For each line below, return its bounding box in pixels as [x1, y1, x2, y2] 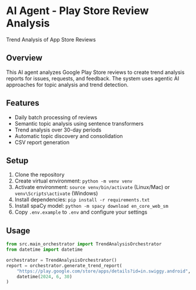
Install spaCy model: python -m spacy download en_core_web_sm [14, 203, 169, 210]
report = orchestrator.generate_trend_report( [6, 262, 122, 268]
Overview [6, 53, 43, 63]
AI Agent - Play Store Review [6, 4, 149, 18]
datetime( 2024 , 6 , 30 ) [16, 274, 72, 279]
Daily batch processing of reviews [14, 113, 98, 121]
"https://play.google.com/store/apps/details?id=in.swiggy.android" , [16, 268, 191, 274]
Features [6, 98, 39, 108]
